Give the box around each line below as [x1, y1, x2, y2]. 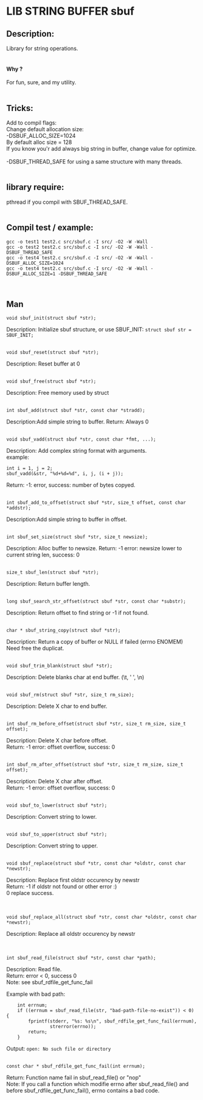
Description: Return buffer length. [6, 580, 91, 588]
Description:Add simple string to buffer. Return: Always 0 [6, 418, 149, 425]
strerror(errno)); [49, 1024, 97, 1030]
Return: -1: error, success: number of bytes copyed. [6, 481, 136, 489]
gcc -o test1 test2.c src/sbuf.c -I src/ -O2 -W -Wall [6, 239, 148, 245]
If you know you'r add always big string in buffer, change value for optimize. [6, 145, 197, 153]
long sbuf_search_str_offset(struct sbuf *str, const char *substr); [6, 599, 187, 605]
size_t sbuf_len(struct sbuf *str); [6, 569, 99, 576]
